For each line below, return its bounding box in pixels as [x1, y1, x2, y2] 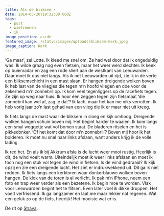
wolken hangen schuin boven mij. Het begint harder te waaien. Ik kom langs [5, 119, 158, 124]
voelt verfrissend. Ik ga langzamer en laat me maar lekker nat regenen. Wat [5, 191, 157, 196]
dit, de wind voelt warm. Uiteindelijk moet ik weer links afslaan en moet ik [5, 154, 153, 160]
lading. [5, 139, 19, 145]
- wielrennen [9, 25, 36, 30]
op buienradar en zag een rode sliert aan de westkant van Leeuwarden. [5, 67, 149, 73]
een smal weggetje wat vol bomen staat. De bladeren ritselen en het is [5, 123, 147, 130]
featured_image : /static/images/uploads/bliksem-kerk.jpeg [5, 39, 128, 44]
